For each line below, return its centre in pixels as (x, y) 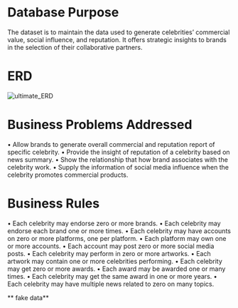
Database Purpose (63, 12)
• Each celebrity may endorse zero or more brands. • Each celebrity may (114, 223)
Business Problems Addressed (100, 125)
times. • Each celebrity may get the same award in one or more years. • (113, 276)
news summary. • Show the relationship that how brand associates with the (118, 159)
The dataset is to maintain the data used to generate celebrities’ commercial (119, 32)
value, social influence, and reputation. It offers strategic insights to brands (117, 39)
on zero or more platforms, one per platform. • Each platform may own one (117, 238)
